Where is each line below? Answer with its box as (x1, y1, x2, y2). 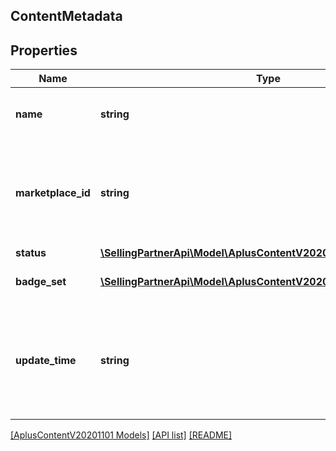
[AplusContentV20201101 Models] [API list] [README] (10, 429, 233, 441)
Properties (10, 42, 78, 59)
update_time (15, 354, 77, 368)
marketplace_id (15, 186, 91, 200)
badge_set (15, 275, 67, 289)
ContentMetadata (10, 8, 123, 25)
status (15, 246, 47, 260)
